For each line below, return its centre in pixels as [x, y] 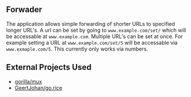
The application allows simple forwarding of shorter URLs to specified [91, 24]
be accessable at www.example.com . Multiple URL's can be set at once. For [95, 36]
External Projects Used [49, 67]
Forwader [24, 10]
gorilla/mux [28, 81]
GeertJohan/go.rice [38, 88]
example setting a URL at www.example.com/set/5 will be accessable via [92, 42]
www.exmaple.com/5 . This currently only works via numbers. [77, 49]
